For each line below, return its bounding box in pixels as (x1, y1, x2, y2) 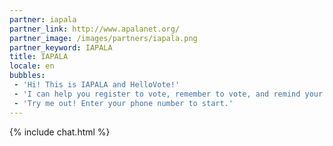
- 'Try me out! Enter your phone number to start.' (13, 98, 234, 108)
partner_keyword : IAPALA (9, 42, 113, 53)
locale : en (9, 61, 55, 71)
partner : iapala (9, 14, 77, 25)
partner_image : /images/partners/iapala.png (9, 33, 198, 43)
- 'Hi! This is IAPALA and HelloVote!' (13, 80, 181, 90)
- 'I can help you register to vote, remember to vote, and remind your (13, 89, 324, 99)
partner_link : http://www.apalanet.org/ (9, 24, 181, 34)
